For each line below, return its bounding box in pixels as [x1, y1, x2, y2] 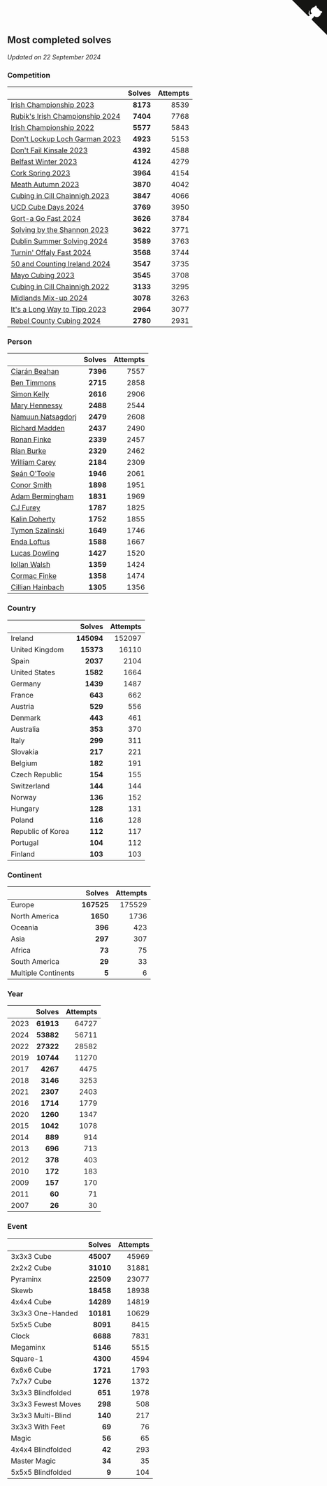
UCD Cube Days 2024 [10, 203, 85, 212]
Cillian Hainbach [10, 582, 64, 592]
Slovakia [10, 746, 38, 756]
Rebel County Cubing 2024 [10, 316, 101, 326]
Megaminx [10, 1342, 45, 1352]
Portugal [10, 837, 39, 847]
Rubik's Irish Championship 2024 [10, 112, 121, 122]
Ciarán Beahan [10, 367, 59, 377]
